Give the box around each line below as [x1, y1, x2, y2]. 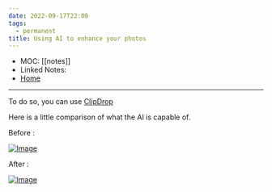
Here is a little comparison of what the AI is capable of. [8, 112, 191, 122]
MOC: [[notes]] [19, 56, 71, 66]
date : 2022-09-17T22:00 [8, 11, 89, 20]
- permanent [15, 27, 57, 35]
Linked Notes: [19, 65, 67, 75]
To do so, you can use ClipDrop [8, 97, 113, 106]
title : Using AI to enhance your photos [8, 34, 147, 43]
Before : [8, 128, 35, 138]
